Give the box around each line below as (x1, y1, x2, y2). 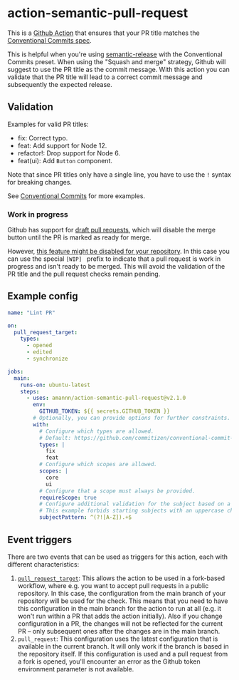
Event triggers (7, 533, 73, 546)
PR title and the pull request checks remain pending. (7, 269, 161, 279)
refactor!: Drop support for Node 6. (17, 148, 121, 158)
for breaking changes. (7, 177, 73, 186)
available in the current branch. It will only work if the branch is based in (17, 642, 229, 650)
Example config (7, 290, 78, 302)
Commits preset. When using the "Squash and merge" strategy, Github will (7, 57, 226, 66)
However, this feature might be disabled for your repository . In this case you (7, 247, 230, 256)
